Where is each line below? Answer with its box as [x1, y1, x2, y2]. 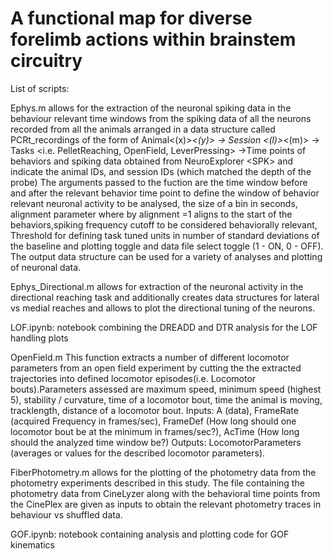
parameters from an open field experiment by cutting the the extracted [10, 362, 302, 374]
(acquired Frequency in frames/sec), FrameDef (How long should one [10, 415, 297, 427]
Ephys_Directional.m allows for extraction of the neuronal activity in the [10, 280, 304, 292]
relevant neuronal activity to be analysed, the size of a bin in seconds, [10, 197, 298, 209]
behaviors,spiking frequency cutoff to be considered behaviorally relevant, [10, 218, 318, 231]
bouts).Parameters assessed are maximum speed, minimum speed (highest [10, 383, 322, 395]
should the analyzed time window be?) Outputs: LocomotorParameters [10, 436, 302, 448]
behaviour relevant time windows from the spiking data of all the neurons [10, 112, 312, 124]
